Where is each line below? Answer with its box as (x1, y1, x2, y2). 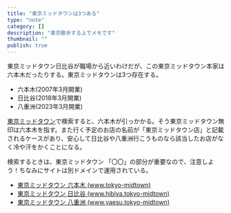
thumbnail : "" (7, 36, 48, 43)
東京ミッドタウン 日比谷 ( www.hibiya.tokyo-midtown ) (17, 190, 170, 197)
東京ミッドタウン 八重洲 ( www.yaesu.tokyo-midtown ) (17, 198, 170, 206)
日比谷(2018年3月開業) (17, 94, 82, 102)
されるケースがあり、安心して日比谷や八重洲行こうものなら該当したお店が (7, 134, 219, 142)
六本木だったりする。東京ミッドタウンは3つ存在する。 (7, 70, 162, 79)
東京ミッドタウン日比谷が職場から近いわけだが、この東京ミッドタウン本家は (7, 62, 225, 70)
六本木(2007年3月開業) (17, 85, 83, 93)
